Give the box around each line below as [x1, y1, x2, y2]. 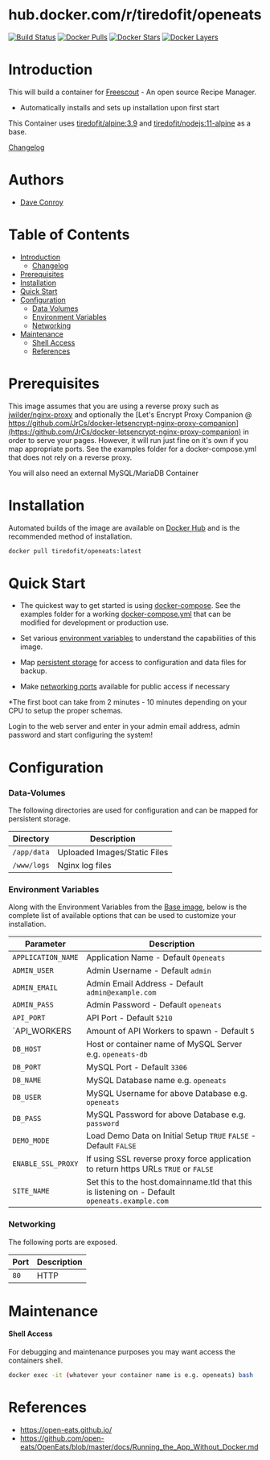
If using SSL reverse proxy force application [85, 1153, 252, 1164]
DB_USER [12, 1093, 42, 1102]
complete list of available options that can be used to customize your [8, 911, 237, 920]
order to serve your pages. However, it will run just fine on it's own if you [8, 435, 249, 445]
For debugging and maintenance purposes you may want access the [8, 1346, 235, 1356]
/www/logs [12, 860, 50, 870]
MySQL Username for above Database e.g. [85, 1088, 247, 1099]
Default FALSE [85, 1140, 137, 1152]
